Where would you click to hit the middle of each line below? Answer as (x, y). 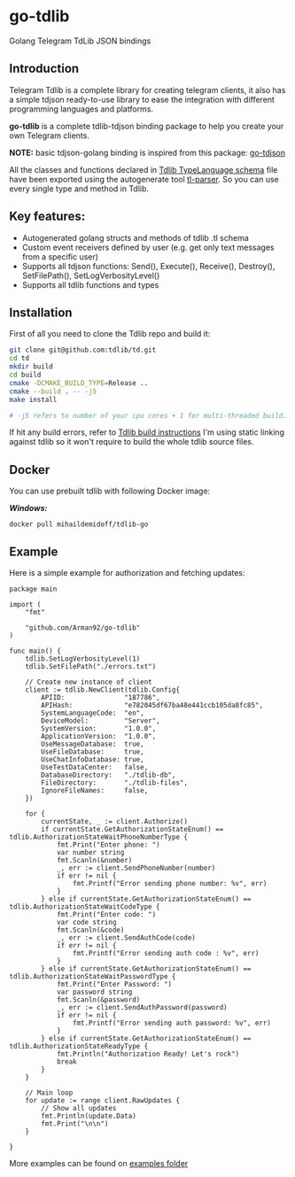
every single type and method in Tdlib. (79, 189)
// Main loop (49, 1093)
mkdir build (31, 367)
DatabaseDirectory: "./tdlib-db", (109, 775)
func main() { (35, 651)
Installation (41, 312)
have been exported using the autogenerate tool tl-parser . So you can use (144, 179)
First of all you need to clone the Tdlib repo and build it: (110, 334)
